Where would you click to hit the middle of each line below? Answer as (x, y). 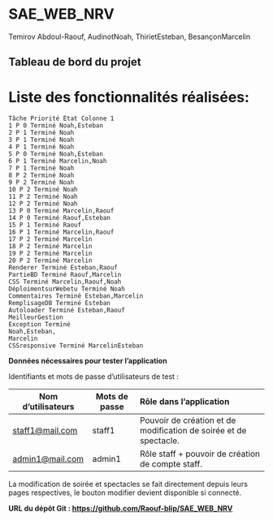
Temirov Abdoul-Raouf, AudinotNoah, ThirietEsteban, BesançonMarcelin (129, 37)
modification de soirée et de (193, 431)
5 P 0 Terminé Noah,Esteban (56, 154)
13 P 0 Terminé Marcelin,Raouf (61, 211)
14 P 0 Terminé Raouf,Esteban (60, 218)
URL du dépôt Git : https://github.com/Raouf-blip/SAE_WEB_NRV (121, 509)
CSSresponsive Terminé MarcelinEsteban (76, 346)
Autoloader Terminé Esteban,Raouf (67, 310)
